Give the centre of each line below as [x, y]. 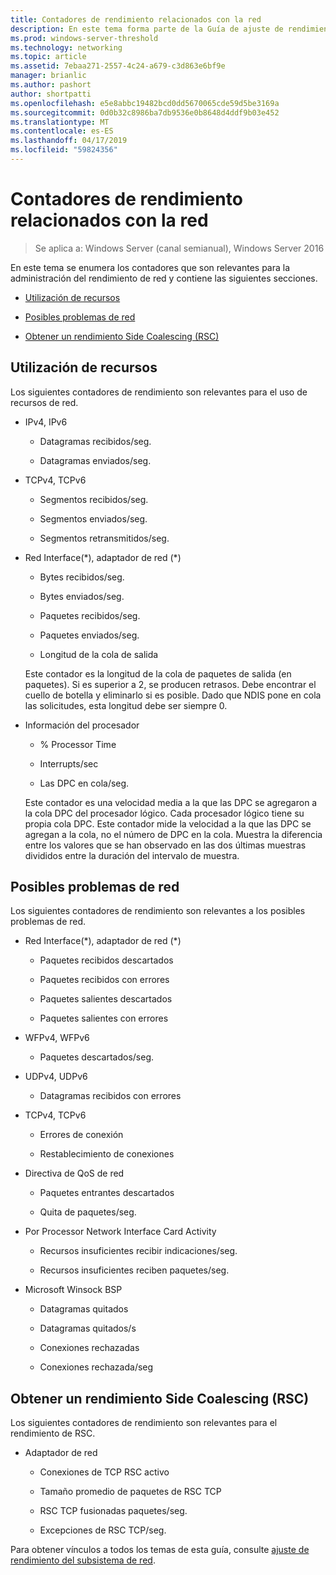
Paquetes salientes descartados [106, 999]
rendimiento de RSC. [53, 1433]
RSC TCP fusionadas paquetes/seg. [113, 1511]
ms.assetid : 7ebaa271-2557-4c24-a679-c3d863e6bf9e [118, 66]
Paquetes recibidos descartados [106, 960]
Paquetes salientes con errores [104, 1018]
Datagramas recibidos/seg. [95, 441]
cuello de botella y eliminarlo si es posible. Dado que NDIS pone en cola [173, 695]
